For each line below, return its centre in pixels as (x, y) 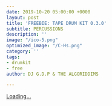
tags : (13, 57)
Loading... (19, 96)
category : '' (23, 51)
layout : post (23, 18)
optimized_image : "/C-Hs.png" (44, 46)
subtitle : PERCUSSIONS (35, 29)
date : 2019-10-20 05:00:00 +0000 (48, 12)
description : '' (27, 35)
